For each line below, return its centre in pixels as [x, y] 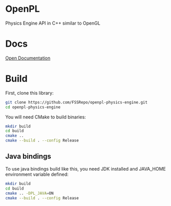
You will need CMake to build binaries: [46, 117]
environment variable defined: [37, 174]
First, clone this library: [29, 93]
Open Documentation [28, 58]
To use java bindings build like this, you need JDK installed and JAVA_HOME [86, 169]
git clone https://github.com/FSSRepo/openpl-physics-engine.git [76, 102]
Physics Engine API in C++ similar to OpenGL [53, 23]
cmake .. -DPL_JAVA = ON [29, 193]
